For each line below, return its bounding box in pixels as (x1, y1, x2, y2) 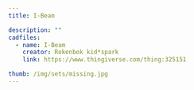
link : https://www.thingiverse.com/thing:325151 (22, 56, 187, 64)
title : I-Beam (8, 11, 56, 20)
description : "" (8, 25, 62, 34)
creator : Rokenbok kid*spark (22, 49, 119, 57)
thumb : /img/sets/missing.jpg (8, 70, 109, 78)
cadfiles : (8, 33, 41, 41)
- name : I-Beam (15, 41, 66, 49)
